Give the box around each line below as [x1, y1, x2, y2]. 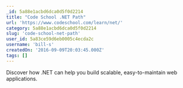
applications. [6, 75, 37, 82]
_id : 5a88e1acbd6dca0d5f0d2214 [6, 8, 84, 15]
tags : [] [6, 53, 28, 58]
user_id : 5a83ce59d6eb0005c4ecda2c [6, 36, 94, 42]
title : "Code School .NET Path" [6, 14, 86, 20]
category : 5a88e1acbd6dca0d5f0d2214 [6, 25, 97, 31]
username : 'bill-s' [6, 42, 54, 48]
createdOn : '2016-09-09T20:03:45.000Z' [6, 47, 105, 53]
